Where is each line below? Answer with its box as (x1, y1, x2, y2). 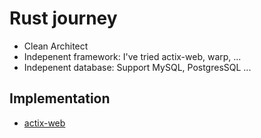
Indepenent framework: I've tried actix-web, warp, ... (23, 50, 242, 62)
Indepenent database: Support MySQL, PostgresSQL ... (23, 61, 252, 73)
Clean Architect (23, 40, 89, 52)
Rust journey (9, 7, 118, 30)
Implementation (9, 90, 111, 107)
